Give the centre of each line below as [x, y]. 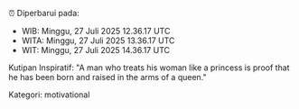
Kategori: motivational [49, 95]
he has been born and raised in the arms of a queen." [107, 77]
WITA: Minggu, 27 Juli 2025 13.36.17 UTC [98, 41]
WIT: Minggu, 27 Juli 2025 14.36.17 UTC [96, 50]
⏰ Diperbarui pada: [44, 13]
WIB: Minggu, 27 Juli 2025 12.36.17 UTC [96, 31]
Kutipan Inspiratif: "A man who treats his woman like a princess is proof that [149, 68]
